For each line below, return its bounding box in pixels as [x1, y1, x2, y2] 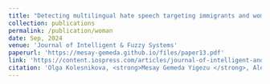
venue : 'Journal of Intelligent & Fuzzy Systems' [8, 42, 178, 50]
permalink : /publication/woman [8, 26, 113, 34]
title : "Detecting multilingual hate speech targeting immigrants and [8, 11, 250, 20]
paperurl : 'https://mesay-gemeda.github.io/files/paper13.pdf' [8, 49, 225, 57]
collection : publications [8, 19, 95, 27]
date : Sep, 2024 [8, 34, 63, 42]
